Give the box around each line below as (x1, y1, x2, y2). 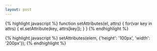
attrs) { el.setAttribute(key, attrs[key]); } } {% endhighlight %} (5, 25, 129, 32)
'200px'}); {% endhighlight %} (5, 40, 66, 46)
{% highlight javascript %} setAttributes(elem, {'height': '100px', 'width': (5, 35, 151, 41)
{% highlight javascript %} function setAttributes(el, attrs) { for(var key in (5, 20, 152, 26)
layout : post (5, 7, 32, 12)
